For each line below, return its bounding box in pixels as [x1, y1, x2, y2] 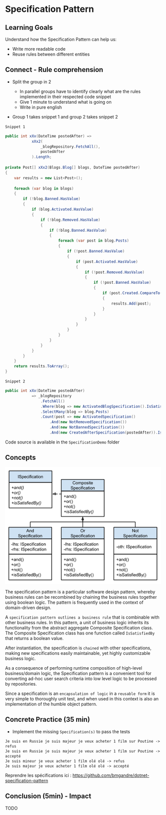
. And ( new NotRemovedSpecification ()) [49, 420, 127, 425]
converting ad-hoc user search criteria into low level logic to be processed [5, 676, 157, 682]
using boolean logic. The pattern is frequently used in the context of [5, 599, 144, 606]
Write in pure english [19, 104, 62, 110]
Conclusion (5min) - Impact [5, 792, 91, 801]
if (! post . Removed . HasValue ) [84, 269, 145, 275]
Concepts [5, 453, 36, 462]
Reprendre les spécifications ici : [5, 772, 72, 778]
